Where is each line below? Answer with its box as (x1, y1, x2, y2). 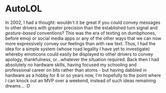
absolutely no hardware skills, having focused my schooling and (5, 62, 137, 68)
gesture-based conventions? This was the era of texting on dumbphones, (5, 30, 156, 36)
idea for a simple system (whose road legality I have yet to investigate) (5, 46, 150, 52)
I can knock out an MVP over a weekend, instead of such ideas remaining (5, 78, 156, 84)
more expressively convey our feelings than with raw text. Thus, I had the (5, 40, 156, 46)
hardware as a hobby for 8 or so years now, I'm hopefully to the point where (5, 72, 161, 78)
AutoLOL (5, 3, 42, 14)
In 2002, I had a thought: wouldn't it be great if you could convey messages (5, 19, 161, 25)
